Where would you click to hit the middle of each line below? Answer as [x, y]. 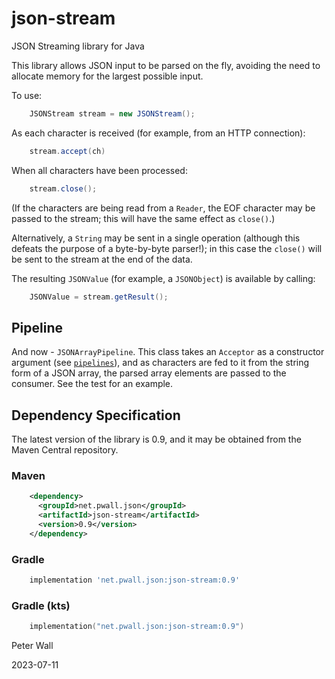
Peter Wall [32, 646]
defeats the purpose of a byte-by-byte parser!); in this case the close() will [167, 248]
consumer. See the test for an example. [92, 384]
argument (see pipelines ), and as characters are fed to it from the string [160, 363]
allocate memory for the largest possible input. [107, 76]
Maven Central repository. [65, 450]
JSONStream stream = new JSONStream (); [112, 113]
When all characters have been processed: [99, 170]
